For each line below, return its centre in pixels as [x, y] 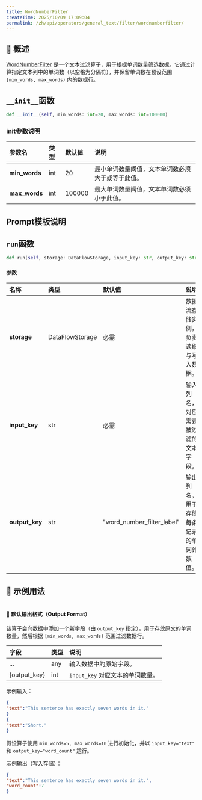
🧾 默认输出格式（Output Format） [48, 614]
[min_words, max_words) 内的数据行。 [53, 79]
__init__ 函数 [30, 100]
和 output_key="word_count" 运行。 [49, 751]
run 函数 [20, 243]
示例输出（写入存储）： [34, 763]
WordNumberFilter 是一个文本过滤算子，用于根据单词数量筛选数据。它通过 [98, 64]
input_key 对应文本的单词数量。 [114, 675]
